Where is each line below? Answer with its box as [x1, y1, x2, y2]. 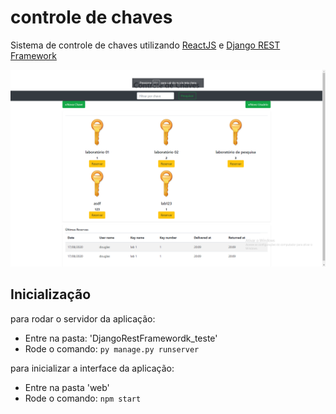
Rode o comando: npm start [24, 392, 142, 404]
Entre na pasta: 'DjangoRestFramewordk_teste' [24, 332, 218, 344]
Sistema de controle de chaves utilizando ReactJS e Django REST [10, 39, 281, 51]
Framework [10, 49, 57, 61]
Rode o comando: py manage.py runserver [24, 342, 200, 355]
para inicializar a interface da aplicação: [10, 362, 175, 374]
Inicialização [10, 286, 92, 303]
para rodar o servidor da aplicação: [10, 312, 156, 325]
